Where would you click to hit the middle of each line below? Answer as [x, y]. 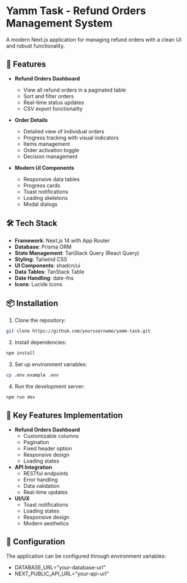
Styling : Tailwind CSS [41, 259]
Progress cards [42, 185]
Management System [59, 23]
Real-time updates [46, 492]
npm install [21, 353]
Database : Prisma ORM [43, 247]
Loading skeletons [45, 197]
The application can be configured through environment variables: [86, 556]
